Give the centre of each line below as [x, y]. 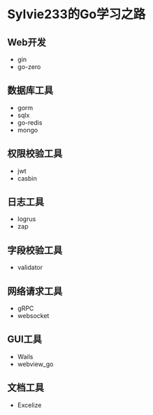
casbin [27, 178]
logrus [27, 219]
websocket [33, 316]
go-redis [30, 122]
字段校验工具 [35, 250]
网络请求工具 [35, 291]
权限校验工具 [35, 154]
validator [30, 267]
